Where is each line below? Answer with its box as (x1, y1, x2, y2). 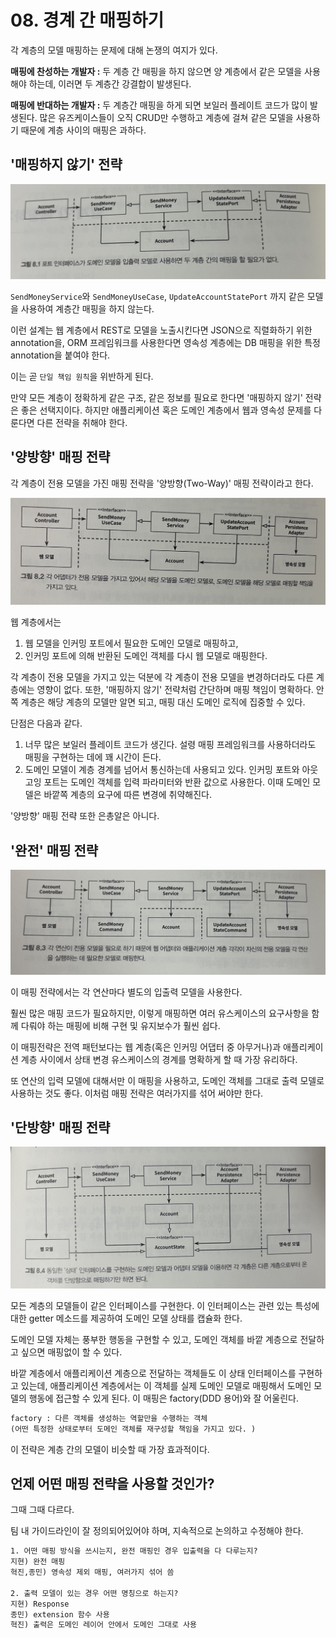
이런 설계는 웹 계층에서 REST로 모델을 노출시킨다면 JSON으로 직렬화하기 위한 (10, 324, 313, 336)
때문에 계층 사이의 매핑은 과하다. (20, 124, 147, 136)
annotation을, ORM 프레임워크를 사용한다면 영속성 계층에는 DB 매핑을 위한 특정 (10, 336, 321, 348)
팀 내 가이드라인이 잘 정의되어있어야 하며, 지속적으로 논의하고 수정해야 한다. (10, 1525, 304, 1537)
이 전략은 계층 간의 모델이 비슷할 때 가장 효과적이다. (10, 1443, 210, 1455)
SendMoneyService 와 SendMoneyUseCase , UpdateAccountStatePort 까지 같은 (10, 290, 305, 302)
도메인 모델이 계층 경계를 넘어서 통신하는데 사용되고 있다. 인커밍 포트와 (24, 764, 300, 776)
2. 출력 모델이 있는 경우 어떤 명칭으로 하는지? (10, 1588, 179, 1598)
